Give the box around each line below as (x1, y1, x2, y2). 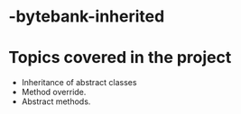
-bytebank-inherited (8, 6, 165, 27)
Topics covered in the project (8, 48, 232, 68)
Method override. (21, 87, 87, 98)
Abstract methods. (21, 96, 91, 107)
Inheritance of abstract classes (21, 77, 137, 88)
